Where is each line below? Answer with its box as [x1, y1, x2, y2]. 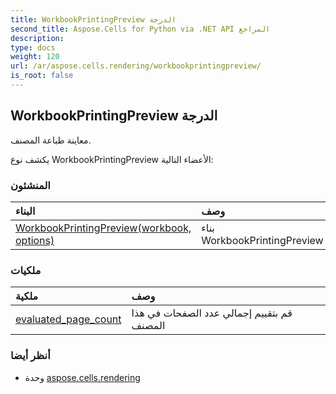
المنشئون [10, 178, 51, 192]
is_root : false [10, 71, 74, 81]
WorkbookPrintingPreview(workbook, [15, 221, 192, 235]
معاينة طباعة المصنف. [10, 134, 92, 146]
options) [15, 233, 55, 247]
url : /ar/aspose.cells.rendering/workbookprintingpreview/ [10, 61, 262, 71]
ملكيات [10, 263, 42, 277]
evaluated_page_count [15, 312, 122, 326]
